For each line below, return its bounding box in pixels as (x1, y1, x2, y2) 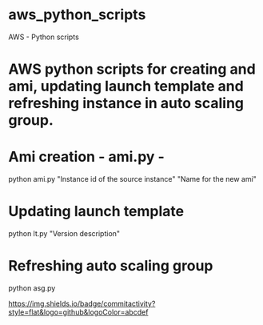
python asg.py (8, 283, 56, 293)
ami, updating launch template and (8, 78, 244, 95)
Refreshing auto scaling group (8, 257, 213, 275)
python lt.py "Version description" (8, 229, 121, 238)
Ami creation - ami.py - (8, 148, 165, 166)
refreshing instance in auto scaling (8, 94, 245, 113)
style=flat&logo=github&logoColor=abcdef (8, 307, 149, 317)
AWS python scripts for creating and (8, 60, 256, 78)
